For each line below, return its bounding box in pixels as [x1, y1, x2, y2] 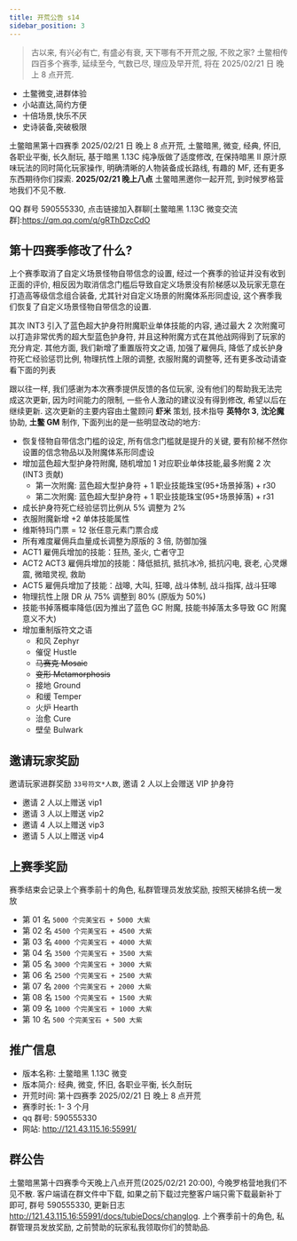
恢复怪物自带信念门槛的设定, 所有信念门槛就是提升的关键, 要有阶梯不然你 [21, 436, 288, 447]
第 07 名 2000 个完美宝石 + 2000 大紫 [21, 981, 152, 991]
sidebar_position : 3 [9, 21, 86, 30]
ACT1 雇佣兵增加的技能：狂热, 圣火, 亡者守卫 [21, 547, 184, 558]
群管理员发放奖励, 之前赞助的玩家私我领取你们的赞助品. [9, 1221, 211, 1232]
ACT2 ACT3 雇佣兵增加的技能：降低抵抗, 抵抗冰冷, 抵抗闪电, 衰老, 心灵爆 [21, 558, 288, 569]
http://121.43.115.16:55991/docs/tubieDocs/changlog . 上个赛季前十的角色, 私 [9, 1210, 285, 1221]
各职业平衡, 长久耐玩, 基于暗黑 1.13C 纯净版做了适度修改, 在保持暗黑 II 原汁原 [9, 151, 287, 162]
